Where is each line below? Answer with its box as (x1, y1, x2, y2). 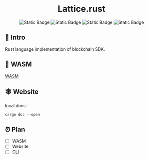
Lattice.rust (57, 3, 106, 14)
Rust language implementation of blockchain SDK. (5, 46, 105, 52)
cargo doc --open (5, 112, 40, 117)
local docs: (5, 103, 27, 109)
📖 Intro (5, 33, 26, 42)
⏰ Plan (5, 125, 25, 133)
